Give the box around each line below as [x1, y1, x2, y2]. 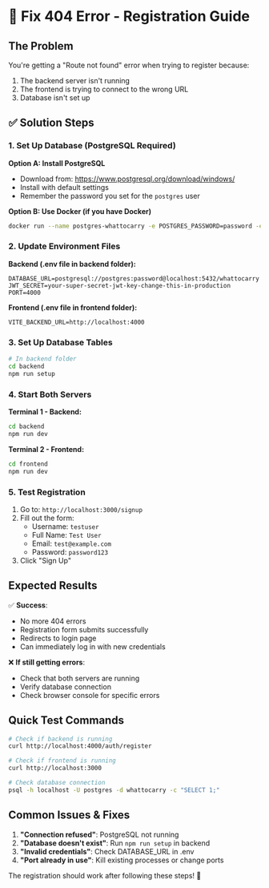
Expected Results [8, 579, 98, 592]
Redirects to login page [19, 633, 97, 643]
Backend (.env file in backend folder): [8, 259, 136, 268]
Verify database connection [19, 681, 112, 692]
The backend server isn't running [19, 76, 130, 85]
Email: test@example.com [31, 539, 112, 548]
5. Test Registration [8, 486, 86, 498]
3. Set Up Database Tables [8, 337, 114, 348]
